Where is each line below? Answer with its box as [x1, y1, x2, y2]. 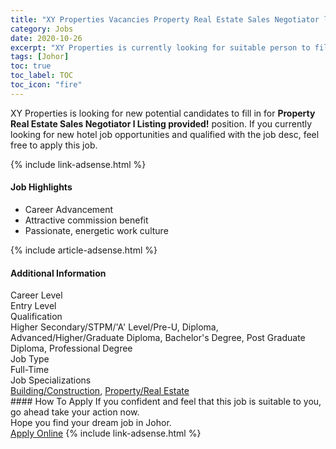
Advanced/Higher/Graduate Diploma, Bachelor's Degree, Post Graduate [10, 332, 306, 344]
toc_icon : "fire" [10, 80, 83, 90]
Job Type [10, 353, 50, 365]
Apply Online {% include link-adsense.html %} [10, 427, 202, 440]
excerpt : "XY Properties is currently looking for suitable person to [10, 42, 311, 53]
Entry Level [10, 300, 57, 312]
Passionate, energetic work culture [24, 224, 169, 236]
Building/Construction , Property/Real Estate [10, 385, 190, 397]
